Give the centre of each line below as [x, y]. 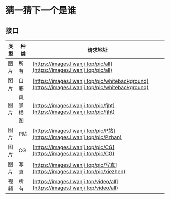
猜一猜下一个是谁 [41, 10]
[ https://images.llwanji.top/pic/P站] [74, 131]
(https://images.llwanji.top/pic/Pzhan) [77, 137]
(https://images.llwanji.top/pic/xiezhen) [79, 171]
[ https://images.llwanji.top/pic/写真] [75, 165]
